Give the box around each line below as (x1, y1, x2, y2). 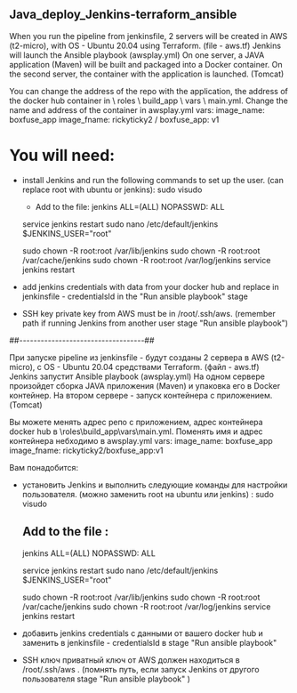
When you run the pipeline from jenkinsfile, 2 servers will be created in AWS (9, 30, 288, 41)
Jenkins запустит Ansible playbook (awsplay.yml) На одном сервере (9, 371, 265, 382)
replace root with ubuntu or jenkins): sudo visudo (21, 184, 203, 195)
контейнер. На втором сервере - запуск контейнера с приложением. (9, 390, 273, 400)
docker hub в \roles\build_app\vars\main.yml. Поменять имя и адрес (9, 426, 264, 437)
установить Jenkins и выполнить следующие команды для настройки (21, 479, 288, 490)
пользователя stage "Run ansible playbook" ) (21, 673, 191, 684)
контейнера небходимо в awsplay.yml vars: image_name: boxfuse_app (9, 435, 273, 446)
